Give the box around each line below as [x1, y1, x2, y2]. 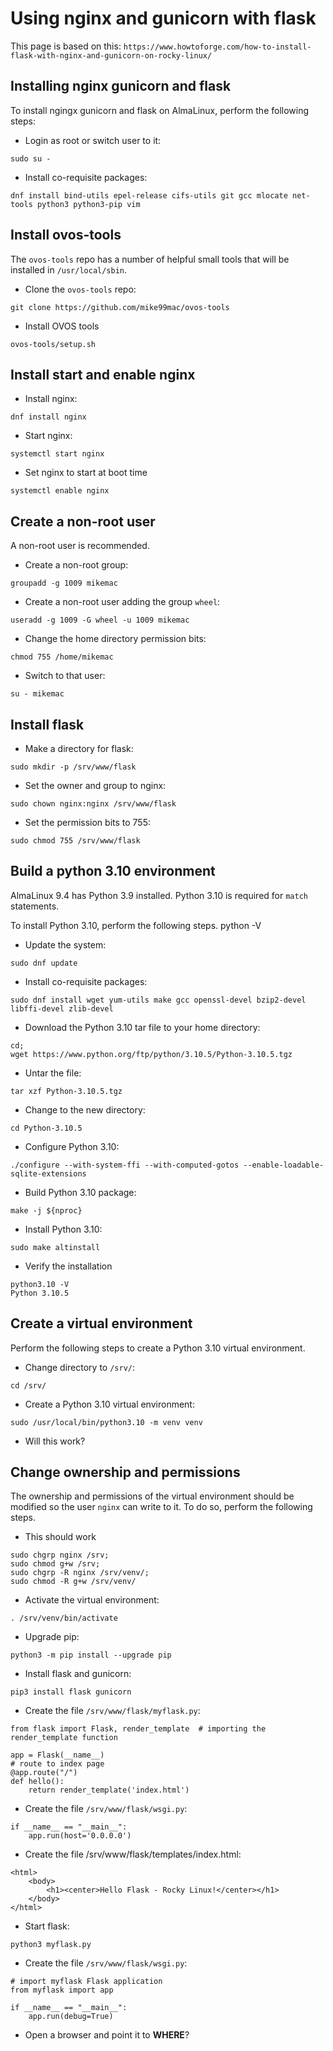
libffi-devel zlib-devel [10, 1003, 114, 1014]
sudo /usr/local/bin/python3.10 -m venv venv [10, 1417, 203, 1427]
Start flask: [24, 1920, 70, 1932]
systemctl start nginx [10, 449, 105, 459]
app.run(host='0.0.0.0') [28, 1831, 132, 1841]
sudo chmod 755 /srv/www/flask [10, 836, 141, 846]
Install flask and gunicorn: [24, 1668, 132, 1680]
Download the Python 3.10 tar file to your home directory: [24, 1021, 261, 1033]
